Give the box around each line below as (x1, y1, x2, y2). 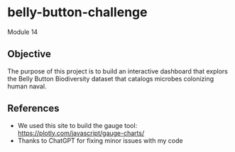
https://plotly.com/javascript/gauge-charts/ (17, 129, 145, 137)
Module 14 (7, 28, 38, 36)
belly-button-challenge (7, 4, 148, 21)
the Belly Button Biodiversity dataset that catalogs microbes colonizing (7, 74, 214, 83)
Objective (7, 48, 52, 60)
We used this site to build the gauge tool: (17, 121, 138, 129)
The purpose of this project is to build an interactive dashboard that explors (7, 66, 229, 75)
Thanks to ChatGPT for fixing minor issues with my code (17, 136, 183, 145)
